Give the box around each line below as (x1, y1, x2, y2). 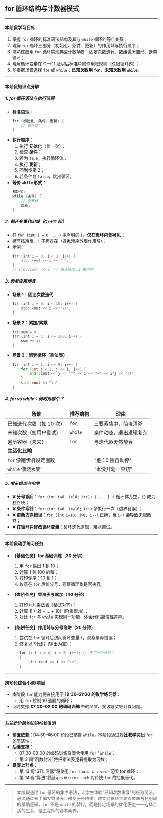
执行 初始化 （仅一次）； (19, 143, 65, 149)
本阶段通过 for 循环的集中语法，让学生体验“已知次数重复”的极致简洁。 (16, 789, 158, 795)
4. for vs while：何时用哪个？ (5, 396, 64, 402)
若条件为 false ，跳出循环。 (19, 173, 74, 179)
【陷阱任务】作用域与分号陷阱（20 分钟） (12, 624, 96, 630)
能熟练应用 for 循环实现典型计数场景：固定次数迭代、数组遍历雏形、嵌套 (12, 49, 158, 55)
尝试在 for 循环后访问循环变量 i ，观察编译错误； (19, 634, 117, 640)
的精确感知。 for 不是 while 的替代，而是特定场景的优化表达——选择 (16, 801, 153, 807)
